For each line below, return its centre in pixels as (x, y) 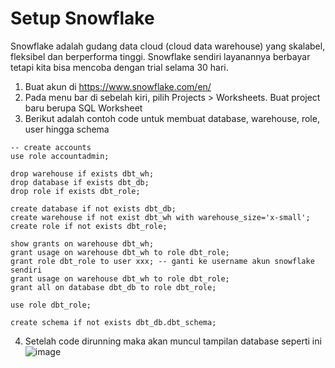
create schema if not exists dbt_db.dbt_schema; (113, 322)
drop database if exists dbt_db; (80, 182)
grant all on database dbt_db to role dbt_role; (113, 287)
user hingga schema (67, 129)
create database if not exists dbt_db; (93, 208)
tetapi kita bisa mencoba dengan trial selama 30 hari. (119, 67)
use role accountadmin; (60, 156)
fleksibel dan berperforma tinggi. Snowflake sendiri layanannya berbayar (160, 56)
